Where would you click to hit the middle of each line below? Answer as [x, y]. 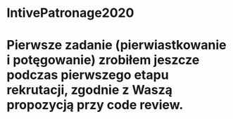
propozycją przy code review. [95, 105]
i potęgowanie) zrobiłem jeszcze [103, 60]
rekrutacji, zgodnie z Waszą [90, 90]
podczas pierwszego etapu [88, 75]
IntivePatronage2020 [70, 13]
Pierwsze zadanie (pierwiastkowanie [116, 45]
